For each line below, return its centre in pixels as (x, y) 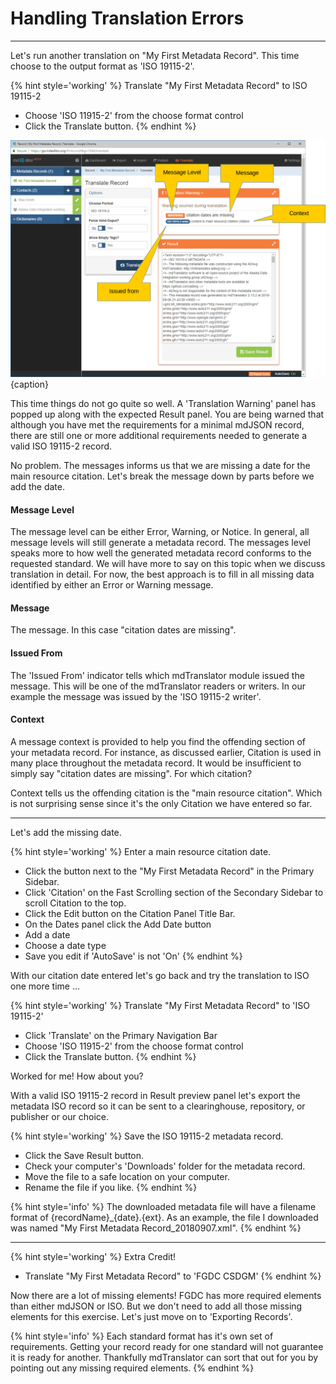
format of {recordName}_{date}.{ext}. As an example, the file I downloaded (164, 1217)
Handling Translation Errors (127, 18)
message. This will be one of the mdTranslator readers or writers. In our (158, 686)
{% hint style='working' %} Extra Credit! (93, 1256)
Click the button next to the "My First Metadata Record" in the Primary (169, 871)
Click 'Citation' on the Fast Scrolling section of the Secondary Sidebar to (174, 892)
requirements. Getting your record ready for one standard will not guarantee (167, 1346)
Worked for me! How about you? (77, 1076)
